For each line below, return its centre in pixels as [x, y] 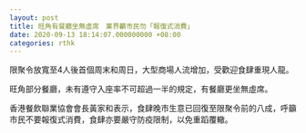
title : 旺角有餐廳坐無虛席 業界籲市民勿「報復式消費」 [102, 26]
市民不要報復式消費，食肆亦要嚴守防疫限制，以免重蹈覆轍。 [121, 119]
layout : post [34, 18]
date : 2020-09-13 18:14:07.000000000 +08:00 [95, 34]
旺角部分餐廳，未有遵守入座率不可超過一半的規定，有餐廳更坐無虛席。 [141, 89]
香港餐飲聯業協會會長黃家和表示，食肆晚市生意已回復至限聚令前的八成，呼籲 [153, 109]
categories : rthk [42, 43]
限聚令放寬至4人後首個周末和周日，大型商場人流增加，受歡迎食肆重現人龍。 [152, 70]
